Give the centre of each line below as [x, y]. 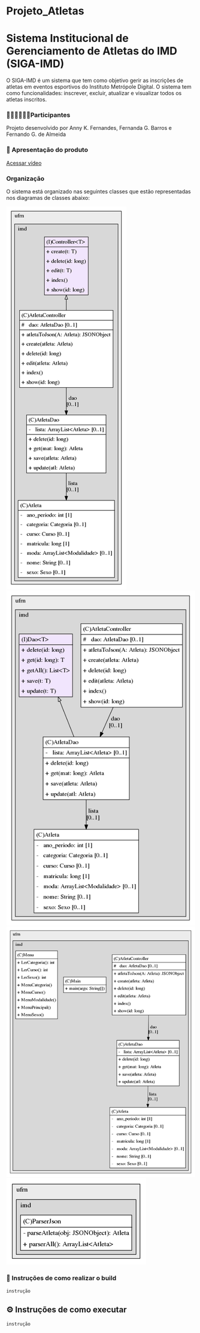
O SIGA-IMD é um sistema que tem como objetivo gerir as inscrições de [95, 81]
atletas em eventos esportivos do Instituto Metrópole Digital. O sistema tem [99, 87]
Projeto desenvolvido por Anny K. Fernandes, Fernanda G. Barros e [89, 128]
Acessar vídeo [24, 163]
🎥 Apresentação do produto [47, 150]
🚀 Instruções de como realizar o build [61, 1278]
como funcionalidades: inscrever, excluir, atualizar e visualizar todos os [94, 93]
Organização [25, 178]
